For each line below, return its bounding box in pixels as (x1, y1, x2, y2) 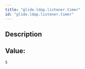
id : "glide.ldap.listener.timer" (5, 12, 74, 17)
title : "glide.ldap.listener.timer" (5, 7, 81, 12)
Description (5, 30, 42, 38)
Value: (5, 47, 26, 55)
